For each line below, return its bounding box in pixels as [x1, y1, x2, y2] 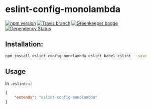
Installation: [5, 40, 44, 49]
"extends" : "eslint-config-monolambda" [14, 95, 98, 100]
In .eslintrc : [5, 80, 32, 86]
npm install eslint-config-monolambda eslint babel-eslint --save [5, 53, 147, 58]
